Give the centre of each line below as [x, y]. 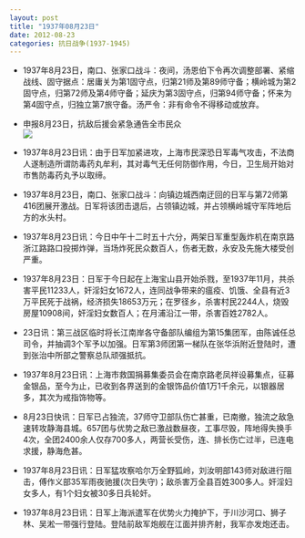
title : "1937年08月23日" [55, 26]
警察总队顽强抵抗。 [115, 356]
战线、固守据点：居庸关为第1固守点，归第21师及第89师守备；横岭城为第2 [159, 82]
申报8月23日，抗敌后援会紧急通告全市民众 [102, 124]
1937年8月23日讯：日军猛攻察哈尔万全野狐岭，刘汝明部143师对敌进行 [153, 471]
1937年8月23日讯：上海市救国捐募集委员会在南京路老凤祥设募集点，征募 [158, 375]
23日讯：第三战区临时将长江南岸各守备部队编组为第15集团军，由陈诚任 [155, 333]
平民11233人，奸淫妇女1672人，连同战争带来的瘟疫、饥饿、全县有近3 [160, 290]
